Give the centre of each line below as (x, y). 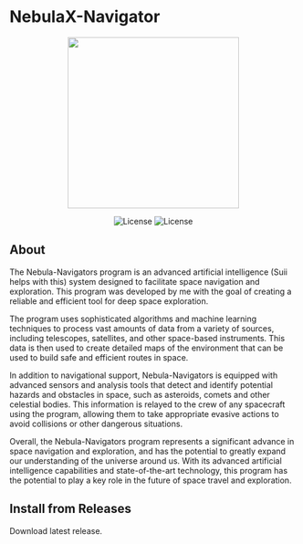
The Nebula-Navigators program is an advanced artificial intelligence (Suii (149, 272)
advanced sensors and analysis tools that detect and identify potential (141, 384)
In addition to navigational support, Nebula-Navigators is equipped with (144, 375)
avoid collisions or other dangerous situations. (96, 424)
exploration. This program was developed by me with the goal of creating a (151, 291)
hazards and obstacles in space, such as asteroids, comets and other (140, 394)
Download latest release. (56, 530)
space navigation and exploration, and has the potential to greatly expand (147, 451)
